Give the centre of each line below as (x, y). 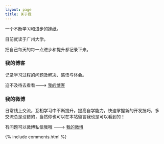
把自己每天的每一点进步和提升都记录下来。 (48, 49)
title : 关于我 (18, 14)
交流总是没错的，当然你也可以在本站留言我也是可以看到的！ (65, 117)
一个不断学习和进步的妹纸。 (33, 29)
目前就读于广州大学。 (26, 39)
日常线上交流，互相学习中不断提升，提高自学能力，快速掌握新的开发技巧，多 (82, 111)
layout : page (18, 10)
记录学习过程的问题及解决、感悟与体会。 (46, 75)
